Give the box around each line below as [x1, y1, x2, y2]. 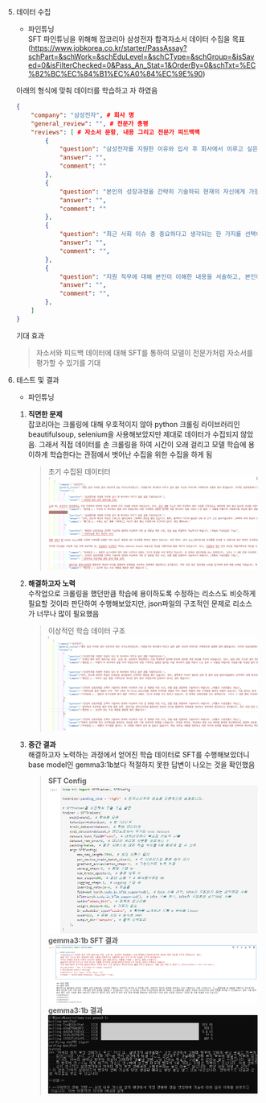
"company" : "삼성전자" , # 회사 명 [31, 111, 134, 119]
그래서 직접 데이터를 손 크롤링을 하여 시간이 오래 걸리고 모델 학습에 [39, 439, 247, 449]
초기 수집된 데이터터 [47, 466, 111, 476]
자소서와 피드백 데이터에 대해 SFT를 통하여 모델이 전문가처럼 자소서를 [35, 347, 253, 357]
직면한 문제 [27, 409, 63, 419]
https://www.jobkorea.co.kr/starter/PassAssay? [31, 44, 187, 52]
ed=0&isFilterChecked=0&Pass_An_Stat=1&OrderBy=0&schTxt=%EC [27, 60, 256, 70]
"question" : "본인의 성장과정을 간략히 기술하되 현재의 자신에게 [59, 188, 246, 196]
